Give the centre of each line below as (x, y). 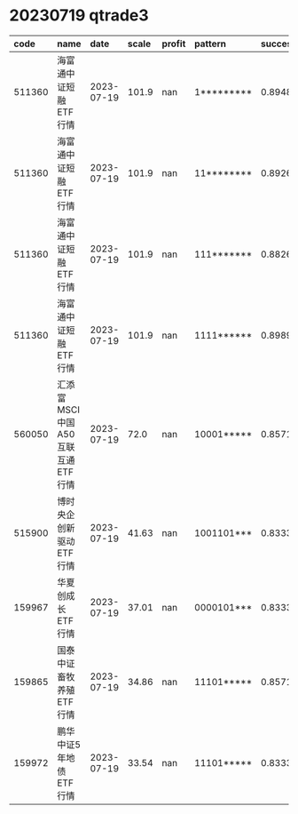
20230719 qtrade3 (79, 16)
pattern (211, 44)
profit (174, 44)
